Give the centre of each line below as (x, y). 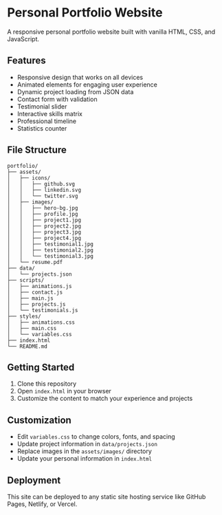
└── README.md (27, 346)
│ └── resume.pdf (35, 262)
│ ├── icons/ (29, 178)
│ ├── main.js (30, 298)
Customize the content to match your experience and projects (105, 398)
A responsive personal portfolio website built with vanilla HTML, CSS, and (111, 32)
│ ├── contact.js (35, 292)
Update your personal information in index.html (85, 459)
